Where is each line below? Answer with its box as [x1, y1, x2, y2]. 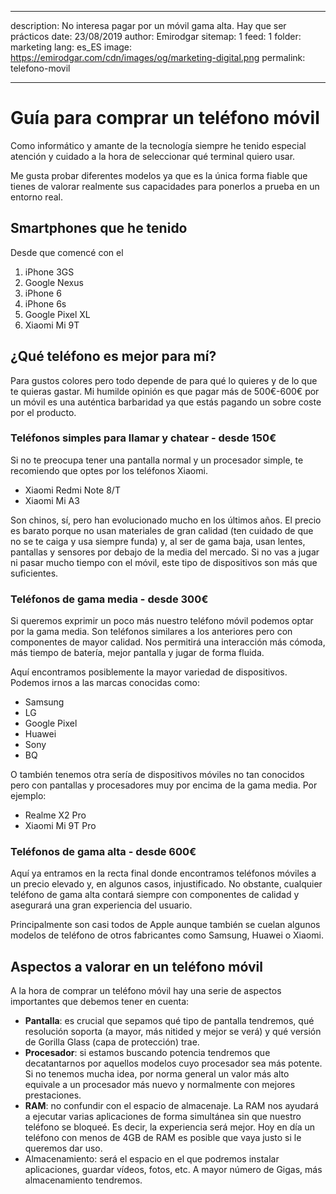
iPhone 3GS [24, 266, 75, 278]
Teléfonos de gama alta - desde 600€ [10, 845, 197, 859]
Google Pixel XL [24, 308, 91, 320]
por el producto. [10, 406, 77, 418]
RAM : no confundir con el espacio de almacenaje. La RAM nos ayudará [24, 1100, 319, 1112]
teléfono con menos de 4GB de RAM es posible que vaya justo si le [24, 1132, 302, 1144]
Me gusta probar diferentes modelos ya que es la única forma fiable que [10, 169, 308, 181]
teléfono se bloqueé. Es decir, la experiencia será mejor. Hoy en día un [24, 1121, 315, 1133]
